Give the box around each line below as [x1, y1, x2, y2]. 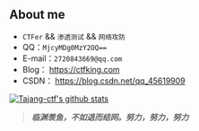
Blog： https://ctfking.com [22, 64, 120, 74]
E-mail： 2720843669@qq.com [22, 53, 123, 64]
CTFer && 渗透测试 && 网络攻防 [22, 31, 125, 41]
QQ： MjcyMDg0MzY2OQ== [22, 41, 108, 52]
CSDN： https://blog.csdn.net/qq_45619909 [22, 75, 186, 86]
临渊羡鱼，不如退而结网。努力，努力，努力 [30, 111, 189, 122]
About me [9, 7, 65, 22]
